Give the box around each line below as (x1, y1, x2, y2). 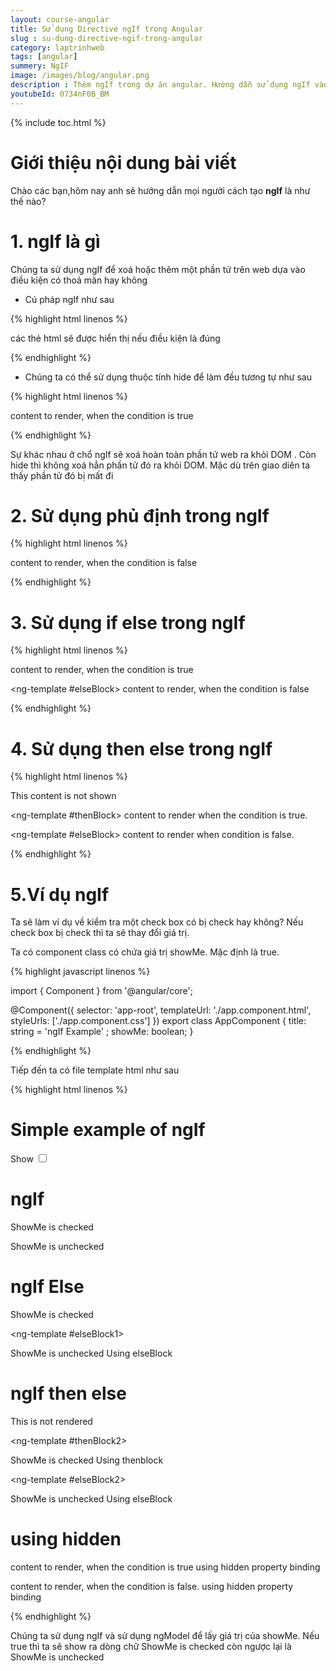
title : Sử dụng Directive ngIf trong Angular (10, 24, 203, 34)
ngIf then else (10, 1382, 127, 1405)
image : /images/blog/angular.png (10, 71, 150, 81)
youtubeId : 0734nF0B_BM (10, 89, 110, 99)
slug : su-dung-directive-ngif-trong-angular (10, 33, 203, 43)
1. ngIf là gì (10, 230, 101, 253)
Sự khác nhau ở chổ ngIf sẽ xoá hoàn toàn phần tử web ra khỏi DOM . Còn (10, 448, 317, 460)
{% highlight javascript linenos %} (10, 966, 151, 978)
